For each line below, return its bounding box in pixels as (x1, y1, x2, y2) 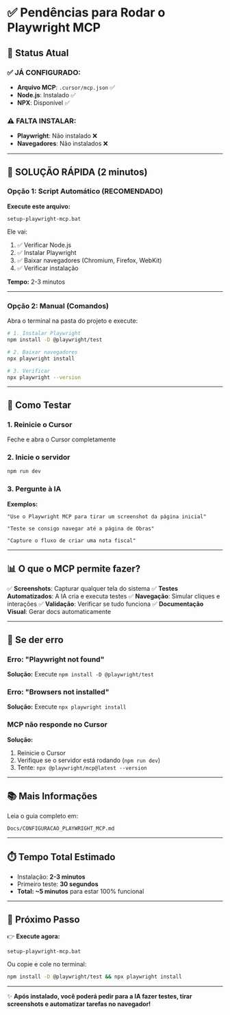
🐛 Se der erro (7, 634, 64, 646)
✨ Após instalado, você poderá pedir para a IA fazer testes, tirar (7, 992, 192, 1000)
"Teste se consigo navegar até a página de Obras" (7, 525, 155, 532)
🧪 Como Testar (7, 399, 72, 411)
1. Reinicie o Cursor (7, 419, 73, 429)
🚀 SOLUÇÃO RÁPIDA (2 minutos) (7, 166, 148, 178)
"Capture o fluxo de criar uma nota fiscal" (7, 537, 136, 544)
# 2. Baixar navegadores (7, 348, 78, 356)
